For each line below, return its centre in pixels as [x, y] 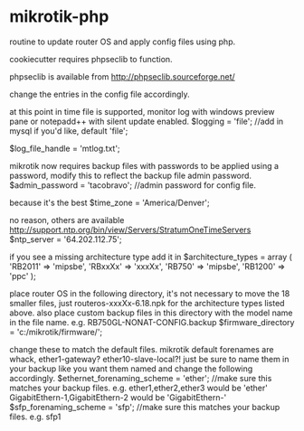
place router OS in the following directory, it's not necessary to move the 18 [150, 293]
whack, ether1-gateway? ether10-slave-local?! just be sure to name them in [149, 359]
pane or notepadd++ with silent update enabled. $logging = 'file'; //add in [147, 121]
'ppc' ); [23, 276]
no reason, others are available [67, 220]
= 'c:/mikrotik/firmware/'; [56, 332]
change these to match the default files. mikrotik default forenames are [142, 349]
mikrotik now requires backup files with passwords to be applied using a [144, 165]
